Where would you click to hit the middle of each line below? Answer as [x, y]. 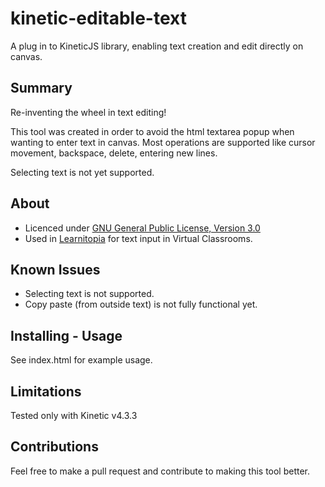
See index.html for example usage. [81, 360]
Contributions [54, 447]
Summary [41, 88]
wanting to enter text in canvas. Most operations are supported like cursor [163, 142]
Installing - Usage [66, 335]
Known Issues [55, 269]
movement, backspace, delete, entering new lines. [114, 153]
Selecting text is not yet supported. [82, 172]
